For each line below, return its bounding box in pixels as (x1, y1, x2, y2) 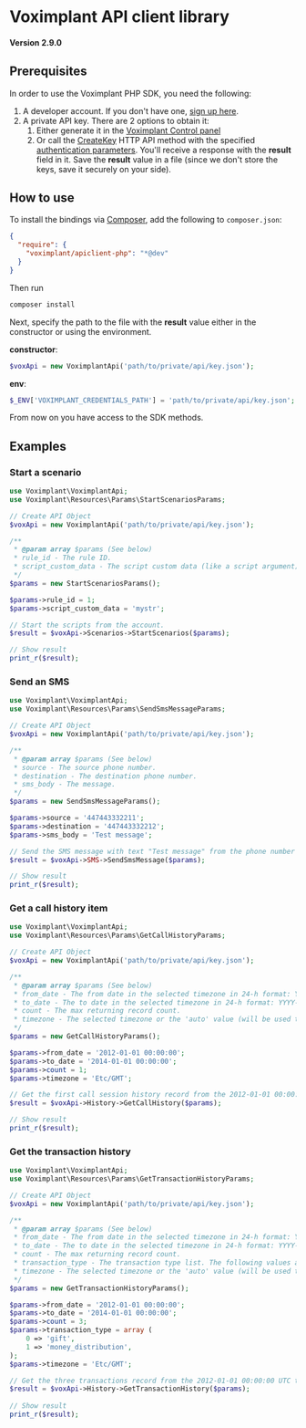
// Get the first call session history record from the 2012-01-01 (9, 1090, 271, 1100)
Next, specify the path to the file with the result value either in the (9, 317, 257, 328)
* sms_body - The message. (13, 780, 117, 789)
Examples (9, 438, 66, 453)
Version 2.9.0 (9, 36, 62, 47)
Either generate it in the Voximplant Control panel (36, 125, 221, 136)
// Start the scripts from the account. (9, 620, 166, 630)
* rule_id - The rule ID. (13, 554, 112, 563)
